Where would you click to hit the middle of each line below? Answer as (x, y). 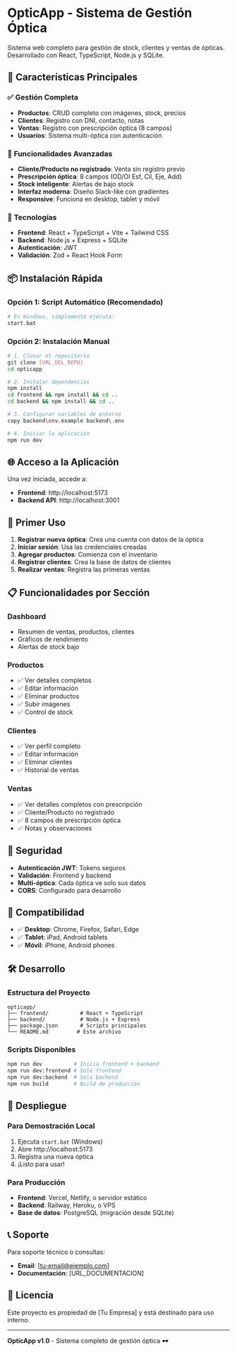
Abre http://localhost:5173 (55, 1149)
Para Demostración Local (51, 1126)
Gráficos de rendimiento (53, 639)
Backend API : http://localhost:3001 (68, 500)
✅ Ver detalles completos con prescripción (80, 804)
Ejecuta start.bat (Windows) (60, 1142)
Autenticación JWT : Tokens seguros (71, 867)
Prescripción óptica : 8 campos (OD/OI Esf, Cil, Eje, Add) (99, 176)
